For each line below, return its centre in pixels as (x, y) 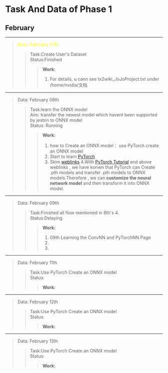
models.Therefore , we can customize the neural (100, 178)
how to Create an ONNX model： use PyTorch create (104, 146)
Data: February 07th (38, 44)
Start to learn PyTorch (72, 156)
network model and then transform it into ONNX (100, 183)
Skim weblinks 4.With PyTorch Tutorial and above (101, 162)
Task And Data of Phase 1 (59, 9)
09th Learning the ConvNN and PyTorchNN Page (100, 237)
